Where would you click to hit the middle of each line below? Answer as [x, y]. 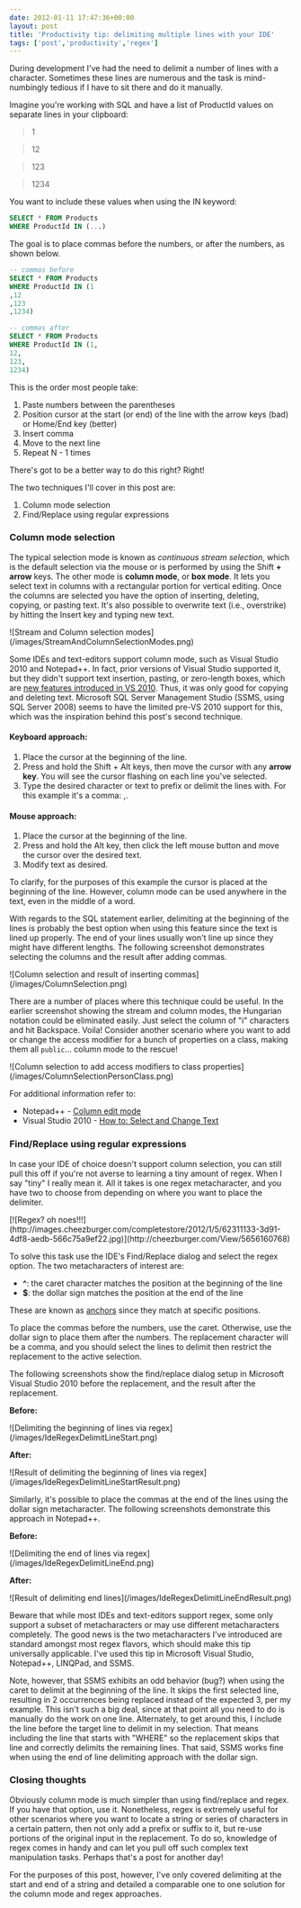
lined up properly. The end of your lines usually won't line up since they [142, 938]
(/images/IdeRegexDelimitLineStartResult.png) [95, 1481]
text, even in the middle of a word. [73, 901]
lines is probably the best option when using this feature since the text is [143, 928]
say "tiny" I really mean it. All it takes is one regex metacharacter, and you [146, 1183]
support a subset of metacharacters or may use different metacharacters [145, 1624]
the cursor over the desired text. [82, 855]
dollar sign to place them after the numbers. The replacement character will [149, 1337]
